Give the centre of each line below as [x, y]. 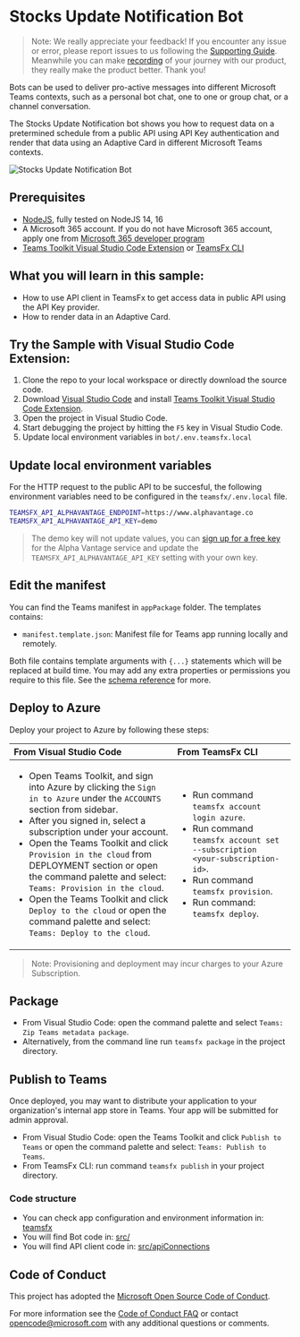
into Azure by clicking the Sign [92, 787]
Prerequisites [47, 197]
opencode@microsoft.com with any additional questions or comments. [139, 1324]
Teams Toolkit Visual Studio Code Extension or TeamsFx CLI [133, 247]
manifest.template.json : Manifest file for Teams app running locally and [155, 634]
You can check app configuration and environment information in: [143, 1218]
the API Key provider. [61, 307]
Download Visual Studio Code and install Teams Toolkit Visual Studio [148, 399]
